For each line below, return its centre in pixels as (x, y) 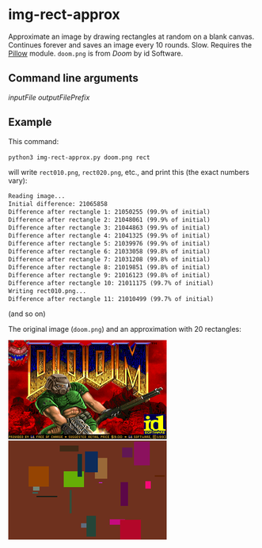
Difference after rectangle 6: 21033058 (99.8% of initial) (110, 251)
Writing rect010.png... (47, 291)
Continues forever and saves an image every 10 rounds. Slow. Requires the (130, 44)
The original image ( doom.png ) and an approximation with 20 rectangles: (125, 329)
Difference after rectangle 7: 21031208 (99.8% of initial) (110, 259)
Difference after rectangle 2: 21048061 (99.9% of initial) (110, 219)
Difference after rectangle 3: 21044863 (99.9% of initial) (110, 227)
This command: (34, 141)
